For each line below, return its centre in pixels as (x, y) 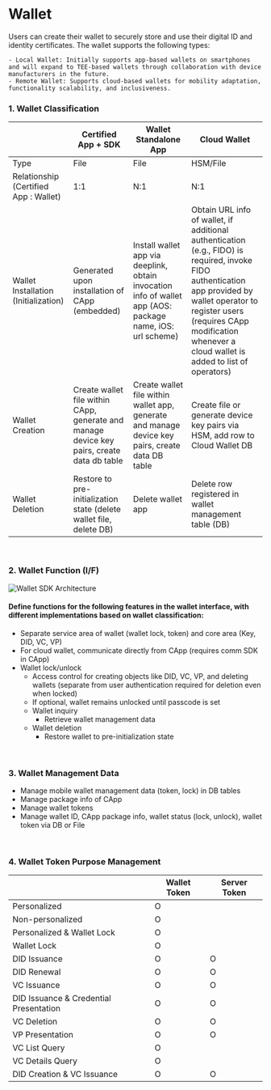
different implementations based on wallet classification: (106, 615)
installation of (99, 291)
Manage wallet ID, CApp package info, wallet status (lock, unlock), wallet (141, 816)
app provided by (222, 291)
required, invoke (221, 261)
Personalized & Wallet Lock (64, 933)
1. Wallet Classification (54, 108)
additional (210, 230)
